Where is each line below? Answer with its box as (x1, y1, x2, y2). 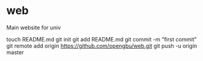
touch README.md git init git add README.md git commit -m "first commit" (6, 35, 197, 43)
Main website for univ (6, 24, 61, 31)
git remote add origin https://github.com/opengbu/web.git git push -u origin (6, 42, 197, 49)
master (6, 48, 25, 56)
